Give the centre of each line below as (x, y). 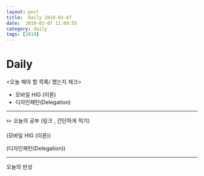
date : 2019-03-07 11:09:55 (42, 23)
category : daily (27, 29)
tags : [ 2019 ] (23, 34)
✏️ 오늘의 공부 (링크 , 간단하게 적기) (48, 121)
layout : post (23, 12)
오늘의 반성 (19, 167)
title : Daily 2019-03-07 (39, 18)
